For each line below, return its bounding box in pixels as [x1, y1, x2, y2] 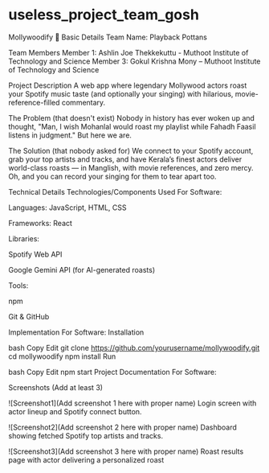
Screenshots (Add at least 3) [8, 382, 103, 392]
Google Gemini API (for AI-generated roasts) [8, 265, 155, 274]
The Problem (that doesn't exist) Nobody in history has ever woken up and [8, 113, 255, 122]
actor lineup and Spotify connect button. [8, 406, 142, 416]
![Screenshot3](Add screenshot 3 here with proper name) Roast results [8, 446, 244, 456]
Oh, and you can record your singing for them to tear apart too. [8, 171, 217, 181]
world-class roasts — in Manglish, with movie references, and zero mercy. [8, 162, 255, 172]
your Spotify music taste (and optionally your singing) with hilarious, [8, 88, 234, 98]
